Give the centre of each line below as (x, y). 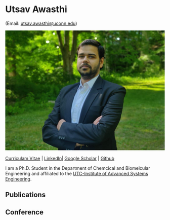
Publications (26, 195)
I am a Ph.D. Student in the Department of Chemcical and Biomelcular (78, 168)
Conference (25, 212)
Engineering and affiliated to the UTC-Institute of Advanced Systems (77, 173)
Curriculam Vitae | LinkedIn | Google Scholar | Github (60, 158)
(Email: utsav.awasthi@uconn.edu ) (41, 23)
